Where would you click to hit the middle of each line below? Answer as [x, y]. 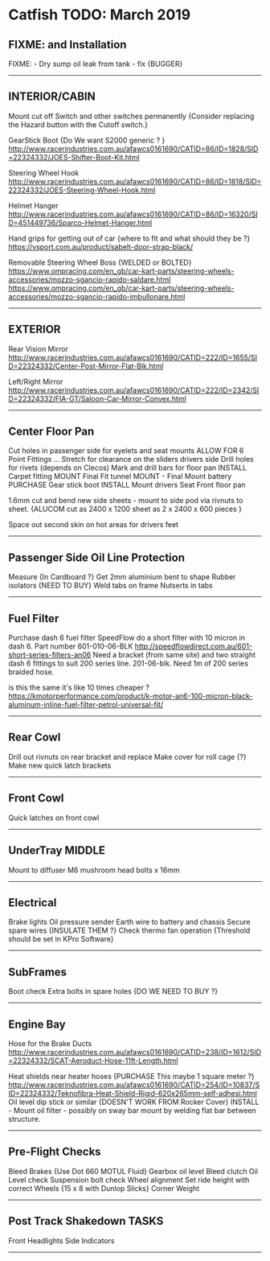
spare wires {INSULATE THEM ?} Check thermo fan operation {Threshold [129, 930]
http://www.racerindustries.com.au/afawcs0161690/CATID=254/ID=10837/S [134, 1085]
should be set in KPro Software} [61, 939]
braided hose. [31, 672]
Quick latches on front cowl [54, 818]
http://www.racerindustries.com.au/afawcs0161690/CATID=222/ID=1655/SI [133, 357]
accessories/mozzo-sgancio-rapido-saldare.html [90, 279]
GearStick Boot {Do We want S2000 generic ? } [87, 140]
